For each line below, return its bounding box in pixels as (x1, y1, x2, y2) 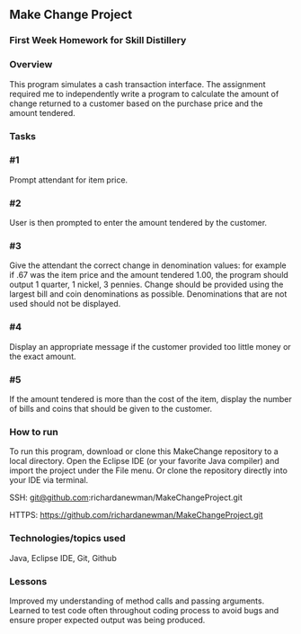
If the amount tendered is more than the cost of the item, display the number (9, 394, 292, 405)
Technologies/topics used (9, 532, 126, 545)
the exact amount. (9, 351, 76, 362)
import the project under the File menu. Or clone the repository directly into (9, 465, 288, 476)
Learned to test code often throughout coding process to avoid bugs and (9, 604, 279, 615)
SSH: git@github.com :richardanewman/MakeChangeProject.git (9, 492, 243, 503)
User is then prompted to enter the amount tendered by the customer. (9, 218, 268, 228)
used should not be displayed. (9, 299, 121, 309)
